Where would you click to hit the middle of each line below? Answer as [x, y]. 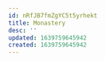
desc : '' [23, 30]
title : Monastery [37, 23]
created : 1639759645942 [48, 45]
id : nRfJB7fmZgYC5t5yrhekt [53, 15]
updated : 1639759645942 [48, 38]
